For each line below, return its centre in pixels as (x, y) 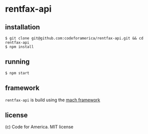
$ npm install (20, 47)
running (17, 62)
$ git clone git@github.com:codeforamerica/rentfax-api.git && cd (74, 38)
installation (23, 27)
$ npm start (17, 73)
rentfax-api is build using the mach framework (53, 100)
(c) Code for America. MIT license (39, 127)
